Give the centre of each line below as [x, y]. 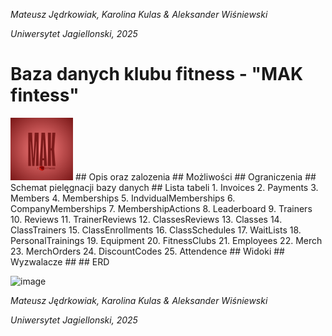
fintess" [45, 95]
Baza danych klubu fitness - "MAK [157, 74]
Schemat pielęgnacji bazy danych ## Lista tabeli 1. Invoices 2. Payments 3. [164, 187]
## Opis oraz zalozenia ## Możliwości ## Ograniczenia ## [195, 176]
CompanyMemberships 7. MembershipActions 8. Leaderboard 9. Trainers [161, 208]
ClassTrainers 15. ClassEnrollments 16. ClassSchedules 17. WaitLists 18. [156, 230]
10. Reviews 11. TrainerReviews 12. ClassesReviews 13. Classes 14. [146, 219]
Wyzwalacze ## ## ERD [60, 261]
